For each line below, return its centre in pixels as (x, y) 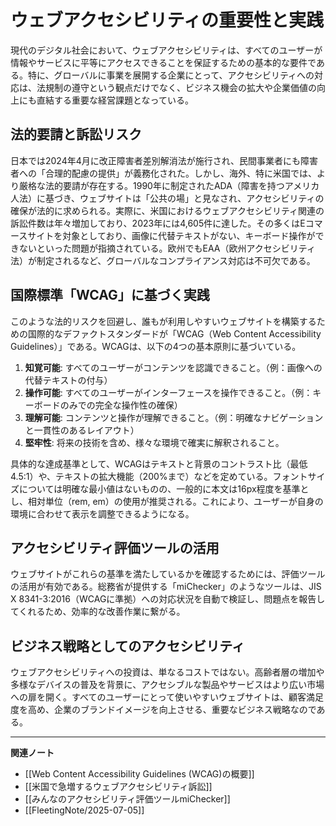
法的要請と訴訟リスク (76, 134)
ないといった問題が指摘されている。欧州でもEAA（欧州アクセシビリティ (167, 248)
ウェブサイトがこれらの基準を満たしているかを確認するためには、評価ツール (168, 574)
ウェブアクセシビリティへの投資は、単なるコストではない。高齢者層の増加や (167, 672)
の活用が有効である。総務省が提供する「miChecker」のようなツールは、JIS (166, 587)
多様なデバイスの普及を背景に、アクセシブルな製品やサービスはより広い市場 (167, 685)
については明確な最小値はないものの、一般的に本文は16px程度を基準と (164, 488)
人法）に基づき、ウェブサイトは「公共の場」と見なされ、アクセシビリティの (167, 198)
